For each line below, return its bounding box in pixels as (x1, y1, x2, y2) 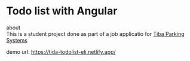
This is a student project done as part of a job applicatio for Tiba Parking (6, 30, 185, 37)
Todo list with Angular (6, 4, 118, 18)
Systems (6, 36, 28, 44)
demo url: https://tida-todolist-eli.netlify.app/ (6, 48, 116, 55)
